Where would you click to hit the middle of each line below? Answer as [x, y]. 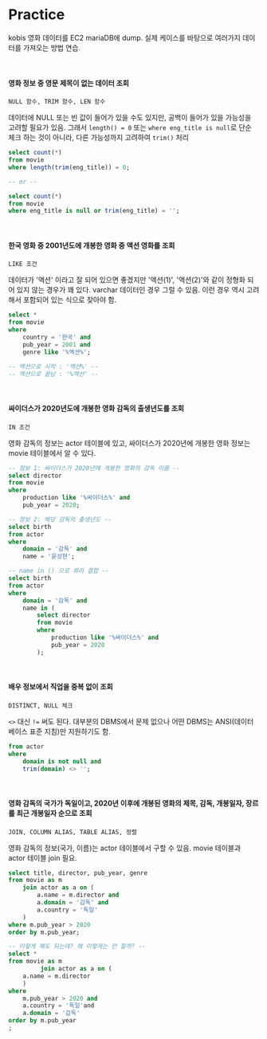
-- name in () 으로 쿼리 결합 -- [59, 571]
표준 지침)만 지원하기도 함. [70, 731]
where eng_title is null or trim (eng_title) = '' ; [94, 211]
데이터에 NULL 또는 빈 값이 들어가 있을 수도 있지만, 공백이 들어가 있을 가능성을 [130, 118]
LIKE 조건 [23, 265]
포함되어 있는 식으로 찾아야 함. [70, 300]
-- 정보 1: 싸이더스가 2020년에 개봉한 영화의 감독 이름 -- [94, 468]
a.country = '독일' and [59, 1006]
